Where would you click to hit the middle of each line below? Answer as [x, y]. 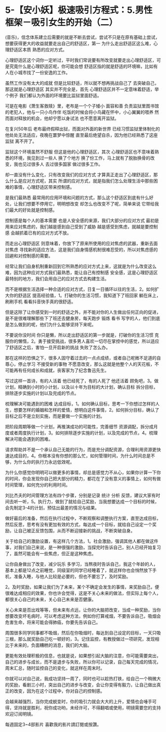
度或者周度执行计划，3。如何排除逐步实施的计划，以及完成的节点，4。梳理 [82, 433]
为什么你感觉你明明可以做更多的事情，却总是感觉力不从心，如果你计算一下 [81, 472]
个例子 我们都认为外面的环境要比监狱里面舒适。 [53, 95]
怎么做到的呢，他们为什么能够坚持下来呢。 [53, 324]
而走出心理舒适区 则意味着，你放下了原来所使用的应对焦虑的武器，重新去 [79, 243]
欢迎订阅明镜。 [20, 714]
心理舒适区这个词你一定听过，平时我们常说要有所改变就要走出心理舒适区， [81, 60]
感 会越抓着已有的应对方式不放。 [38, 233]
